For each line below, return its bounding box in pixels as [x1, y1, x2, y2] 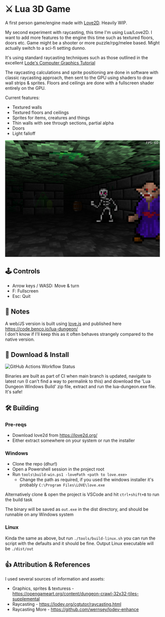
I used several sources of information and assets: [5, 576, 105, 582]
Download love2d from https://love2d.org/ [12, 433, 98, 438]
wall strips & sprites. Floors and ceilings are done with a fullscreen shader [5, 80, 155, 86]
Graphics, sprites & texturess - [12, 585, 75, 591]
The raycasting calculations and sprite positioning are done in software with [5, 69, 159, 75]
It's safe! [5, 389, 23, 395]
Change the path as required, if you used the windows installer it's [19, 477, 154, 483]
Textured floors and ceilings [12, 109, 69, 115]
